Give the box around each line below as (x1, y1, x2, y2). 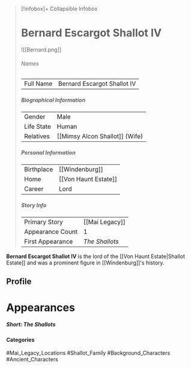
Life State (23, 123, 51, 131)
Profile (6, 277, 32, 287)
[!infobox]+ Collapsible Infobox (20, 5, 98, 12)
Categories (6, 336, 35, 343)
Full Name (23, 79, 53, 88)
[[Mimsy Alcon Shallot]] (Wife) (56, 132, 143, 141)
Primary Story (23, 218, 63, 226)
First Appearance (23, 238, 73, 246)
